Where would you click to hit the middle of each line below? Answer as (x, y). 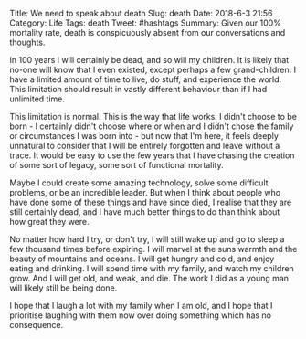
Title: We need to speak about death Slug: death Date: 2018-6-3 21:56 (141, 13)
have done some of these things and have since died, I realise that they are (151, 202)
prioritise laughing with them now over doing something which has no (141, 315)
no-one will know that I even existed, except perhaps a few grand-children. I (153, 69)
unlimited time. (37, 99)
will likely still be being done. (63, 288)
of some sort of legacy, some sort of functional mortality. (116, 165)
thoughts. (27, 42)
